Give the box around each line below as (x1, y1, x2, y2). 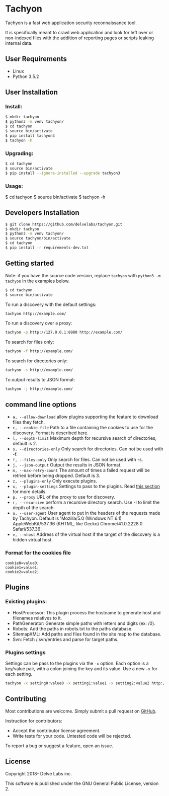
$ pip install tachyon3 (5, 133, 55, 138)
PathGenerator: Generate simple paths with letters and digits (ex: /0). (12, 620, 156, 626)
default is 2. (12, 440, 38, 446)
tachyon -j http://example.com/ (5, 386, 73, 391)
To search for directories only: (5, 358, 68, 364)
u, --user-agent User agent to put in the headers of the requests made (12, 510, 160, 516)
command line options (5, 401, 77, 409)
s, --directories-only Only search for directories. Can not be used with (12, 446, 163, 452)
